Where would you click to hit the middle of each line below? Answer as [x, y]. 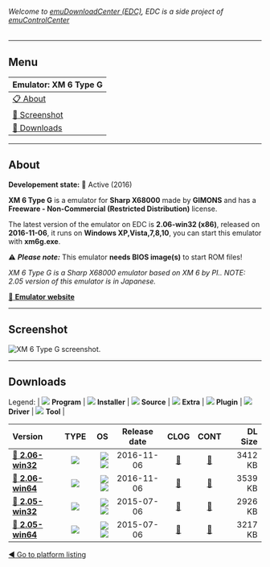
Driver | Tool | [37, 412]
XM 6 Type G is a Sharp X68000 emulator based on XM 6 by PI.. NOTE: [127, 272]
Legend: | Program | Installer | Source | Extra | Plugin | [125, 402]
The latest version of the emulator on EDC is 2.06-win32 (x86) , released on [134, 224]
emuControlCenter [39, 19]
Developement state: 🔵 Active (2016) [70, 184]
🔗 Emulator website [41, 296]
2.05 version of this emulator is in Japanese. [82, 281]
